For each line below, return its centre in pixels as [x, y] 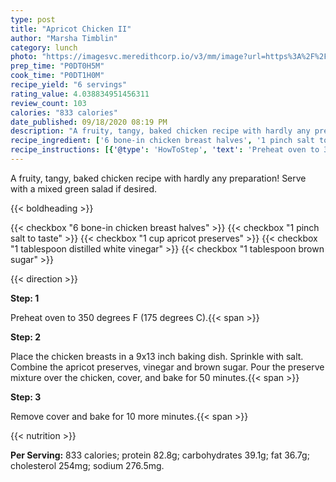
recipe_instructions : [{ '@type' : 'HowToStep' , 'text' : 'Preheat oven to [165, 150]
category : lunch [44, 47]
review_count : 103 [48, 103]
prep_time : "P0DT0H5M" [57, 66]
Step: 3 [26, 397]
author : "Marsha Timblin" [64, 38]
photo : [24, 57]
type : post [33, 19]
